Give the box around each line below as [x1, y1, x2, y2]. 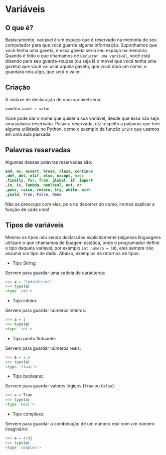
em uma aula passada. [5, 131, 52, 137]
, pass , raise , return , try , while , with [5, 187, 91, 192]
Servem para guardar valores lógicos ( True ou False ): [5, 383, 115, 389]
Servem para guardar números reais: [5, 345, 81, 351]
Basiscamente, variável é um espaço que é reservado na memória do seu [5, 37, 157, 43]
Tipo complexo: [12, 411, 45, 417]
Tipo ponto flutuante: [12, 335, 56, 341]
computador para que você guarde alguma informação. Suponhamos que [5, 42, 157, 48]
